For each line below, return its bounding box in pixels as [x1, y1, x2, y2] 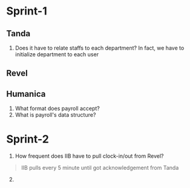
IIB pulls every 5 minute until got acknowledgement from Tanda [21, 164, 179, 172]
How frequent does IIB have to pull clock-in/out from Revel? [15, 152, 164, 160]
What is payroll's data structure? [15, 111, 96, 118]
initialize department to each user [15, 51, 99, 58]
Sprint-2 [6, 132, 50, 146]
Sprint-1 [6, 4, 47, 18]
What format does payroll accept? [15, 105, 100, 112]
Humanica [6, 89, 46, 99]
